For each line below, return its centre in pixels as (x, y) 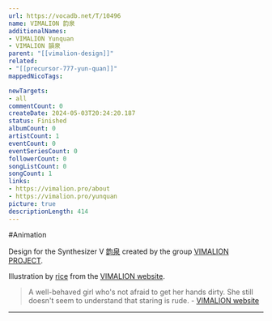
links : (19, 182)
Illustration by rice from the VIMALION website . (87, 276)
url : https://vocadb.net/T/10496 (65, 16)
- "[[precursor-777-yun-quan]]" (63, 69)
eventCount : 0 (32, 143)
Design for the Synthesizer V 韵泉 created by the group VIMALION (119, 251)
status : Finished (38, 121)
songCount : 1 (30, 174)
